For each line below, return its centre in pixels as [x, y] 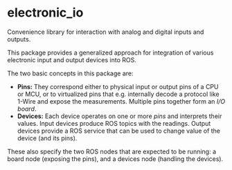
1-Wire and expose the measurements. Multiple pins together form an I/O [121, 101]
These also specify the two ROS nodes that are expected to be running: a [112, 151]
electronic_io [45, 13]
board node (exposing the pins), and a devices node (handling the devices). [115, 159]
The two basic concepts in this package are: [70, 73]
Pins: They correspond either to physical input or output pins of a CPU [118, 86]
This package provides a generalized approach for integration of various [110, 53]
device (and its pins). [47, 138]
